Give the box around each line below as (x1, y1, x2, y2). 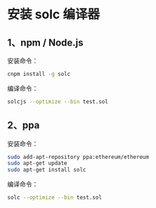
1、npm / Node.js (7, 37, 84, 48)
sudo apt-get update (7, 160, 68, 167)
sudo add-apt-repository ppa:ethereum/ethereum (7, 153, 150, 160)
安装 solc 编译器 (7, 6, 100, 22)
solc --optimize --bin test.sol (7, 194, 102, 201)
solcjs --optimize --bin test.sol (7, 98, 109, 105)
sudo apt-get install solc (7, 167, 86, 174)
